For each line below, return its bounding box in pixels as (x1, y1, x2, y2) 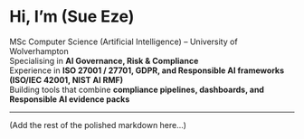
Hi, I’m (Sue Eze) (9, 6, 135, 27)
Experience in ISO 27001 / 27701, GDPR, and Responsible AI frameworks (9, 65, 285, 76)
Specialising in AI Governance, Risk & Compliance (9, 55, 199, 66)
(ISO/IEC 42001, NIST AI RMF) (9, 74, 124, 85)
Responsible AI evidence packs (9, 93, 130, 105)
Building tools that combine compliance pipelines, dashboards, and (9, 84, 265, 95)
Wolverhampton (9, 45, 70, 56)
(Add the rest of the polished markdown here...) (9, 119, 187, 130)
